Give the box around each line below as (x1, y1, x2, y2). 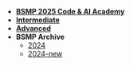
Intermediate (15, 15, 60, 25)
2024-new (27, 49, 63, 58)
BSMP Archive (15, 32, 65, 41)
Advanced (15, 24, 52, 33)
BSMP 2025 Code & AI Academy (15, 7, 125, 16)
